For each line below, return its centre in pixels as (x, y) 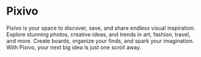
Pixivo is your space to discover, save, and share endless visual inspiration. (101, 28)
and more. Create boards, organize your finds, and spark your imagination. (100, 41)
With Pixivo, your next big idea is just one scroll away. (74, 47)
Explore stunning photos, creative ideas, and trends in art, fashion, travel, (98, 34)
